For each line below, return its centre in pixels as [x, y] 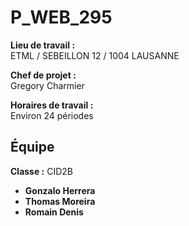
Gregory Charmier [47, 85]
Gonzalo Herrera [60, 190]
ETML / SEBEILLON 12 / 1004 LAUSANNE [95, 55]
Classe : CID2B [42, 171]
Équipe [32, 147]
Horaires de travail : [52, 105]
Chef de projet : [43, 75]
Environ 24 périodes [52, 115]
